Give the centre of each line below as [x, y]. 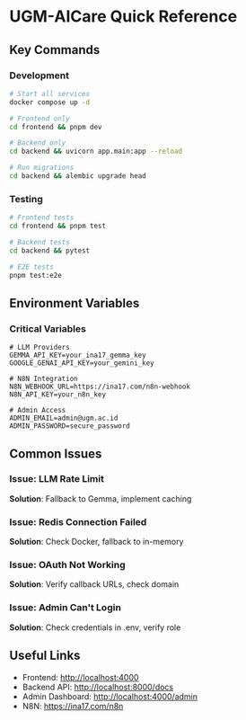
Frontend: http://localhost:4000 [80, 677]
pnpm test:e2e [36, 275]
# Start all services [50, 93]
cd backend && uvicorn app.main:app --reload [96, 151]
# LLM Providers [40, 348]
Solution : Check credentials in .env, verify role [95, 627]
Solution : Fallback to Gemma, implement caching [101, 498]
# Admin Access [38, 411]
